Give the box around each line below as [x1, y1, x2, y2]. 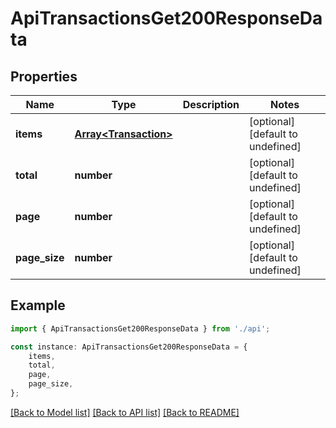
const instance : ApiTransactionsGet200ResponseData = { [10, 342, 248, 352]
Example [10, 297, 66, 314]
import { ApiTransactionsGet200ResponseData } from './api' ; [10, 323, 271, 334]
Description [182, 98, 240, 111]
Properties [10, 68, 78, 85]
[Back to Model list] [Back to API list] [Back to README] [10, 406, 240, 418]
